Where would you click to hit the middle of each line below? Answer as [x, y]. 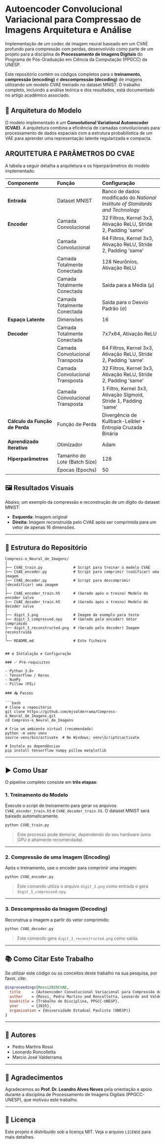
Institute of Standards [127, 204]
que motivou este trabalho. [51, 1100]
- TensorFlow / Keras [27, 676]
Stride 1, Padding [122, 401]
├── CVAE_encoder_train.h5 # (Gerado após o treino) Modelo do [77, 593]
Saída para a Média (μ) [128, 285]
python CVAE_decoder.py [29, 929]
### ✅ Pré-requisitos [28, 662]
